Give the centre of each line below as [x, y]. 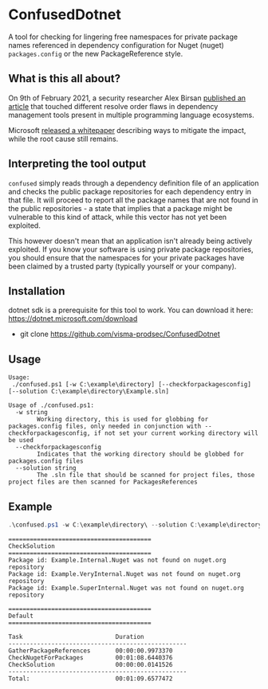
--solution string [46, 468]
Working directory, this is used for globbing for [123, 420]
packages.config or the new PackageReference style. [96, 53]
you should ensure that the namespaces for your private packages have [126, 257]
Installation [37, 291]
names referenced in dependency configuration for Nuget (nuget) [116, 45]
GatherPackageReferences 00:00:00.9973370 [91, 651]
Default [21, 616]
